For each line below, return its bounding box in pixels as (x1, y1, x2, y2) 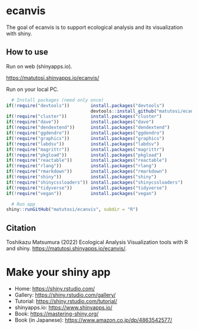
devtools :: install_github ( (90, 108, 157, 114)
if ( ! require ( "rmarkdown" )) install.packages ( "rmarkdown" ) (6, 168, 167, 175)
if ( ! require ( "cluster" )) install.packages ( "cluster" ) (6, 113, 162, 119)
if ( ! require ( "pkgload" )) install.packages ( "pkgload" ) (6, 152, 162, 158)
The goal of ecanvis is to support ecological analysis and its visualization (6, 24, 183, 31)
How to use (6, 47, 48, 57)
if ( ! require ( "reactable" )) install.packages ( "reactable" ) (6, 158, 167, 164)
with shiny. (6, 30, 32, 37)
